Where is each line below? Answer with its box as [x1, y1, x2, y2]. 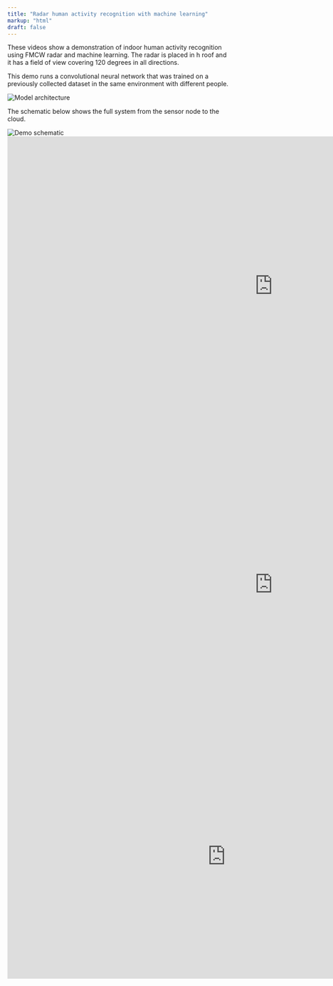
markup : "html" [7, 17, 53, 24]
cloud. [7, 115, 26, 123]
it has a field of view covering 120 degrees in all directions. [7, 58, 179, 67]
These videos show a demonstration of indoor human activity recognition [7, 43, 222, 52]
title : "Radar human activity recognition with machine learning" [7, 10, 208, 18]
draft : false [7, 23, 46, 31]
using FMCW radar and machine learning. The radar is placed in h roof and [7, 51, 227, 59]
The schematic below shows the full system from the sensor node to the [7, 107, 219, 116]
